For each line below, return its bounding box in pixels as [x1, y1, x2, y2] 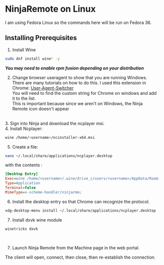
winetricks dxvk [5, 226, 38, 231]
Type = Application [5, 181, 41, 186]
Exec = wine [5, 176, 25, 181]
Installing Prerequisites [5, 34, 77, 42]
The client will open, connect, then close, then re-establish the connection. [5, 254, 156, 260]
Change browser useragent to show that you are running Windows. [12, 74, 147, 80]
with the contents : [5, 162, 42, 168]
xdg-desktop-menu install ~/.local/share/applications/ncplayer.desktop [5, 208, 156, 213]
